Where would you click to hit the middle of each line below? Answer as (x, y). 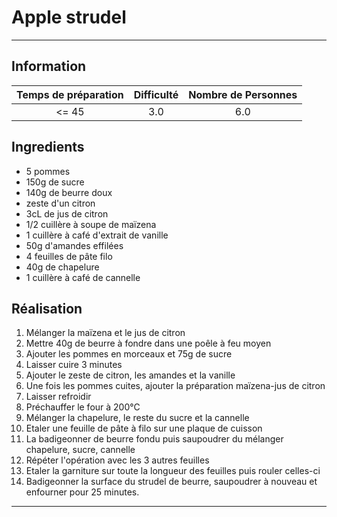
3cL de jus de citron (67, 213)
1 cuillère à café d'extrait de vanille (97, 235)
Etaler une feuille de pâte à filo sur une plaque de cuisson (144, 428)
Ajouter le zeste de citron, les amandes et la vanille (130, 375)
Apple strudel (69, 17)
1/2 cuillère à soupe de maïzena (91, 224)
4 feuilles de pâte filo (69, 256)
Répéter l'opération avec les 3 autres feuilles (117, 460)
